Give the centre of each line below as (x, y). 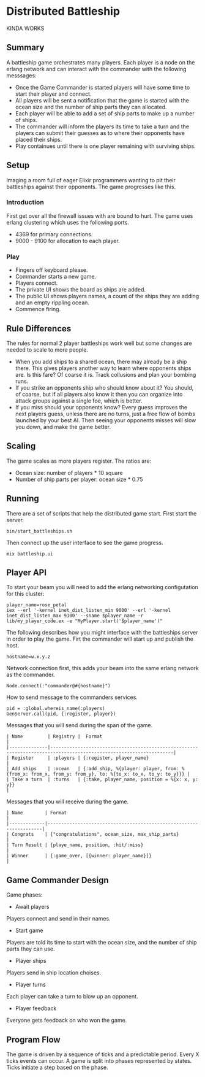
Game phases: (24, 895)
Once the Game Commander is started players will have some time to (102, 87)
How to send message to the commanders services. (72, 697)
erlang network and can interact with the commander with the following (96, 69)
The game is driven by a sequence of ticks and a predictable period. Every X (103, 1054)
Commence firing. (38, 309)
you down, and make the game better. (63, 427)
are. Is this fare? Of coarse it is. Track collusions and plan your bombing (106, 374)
